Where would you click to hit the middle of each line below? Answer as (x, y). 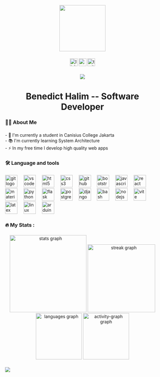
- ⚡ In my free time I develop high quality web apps (57, 148)
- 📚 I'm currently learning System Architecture (52, 141)
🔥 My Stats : (20, 225)
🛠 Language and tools (32, 163)
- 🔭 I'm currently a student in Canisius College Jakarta (60, 135)
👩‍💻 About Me (21, 122)
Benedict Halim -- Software (82, 96)
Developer (82, 107)
